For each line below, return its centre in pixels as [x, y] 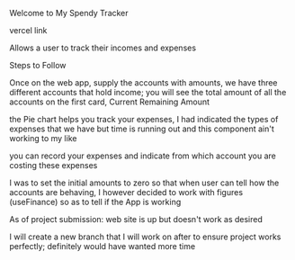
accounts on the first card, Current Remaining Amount [109, 102]
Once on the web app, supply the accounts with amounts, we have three [143, 83]
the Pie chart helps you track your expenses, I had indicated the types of [144, 119]
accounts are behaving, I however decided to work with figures [126, 192]
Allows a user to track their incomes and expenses [103, 48]
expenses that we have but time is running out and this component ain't [142, 129]
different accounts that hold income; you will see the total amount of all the [148, 92]
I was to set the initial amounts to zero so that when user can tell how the [144, 183]
